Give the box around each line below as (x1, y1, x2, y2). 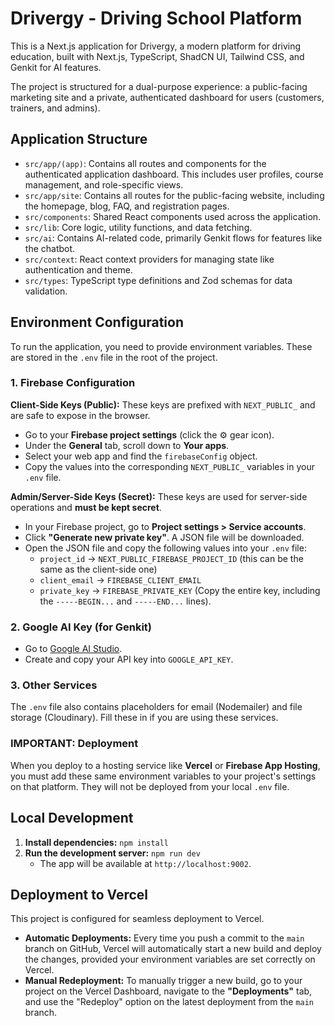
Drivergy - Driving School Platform (10, 7, 303, 30)
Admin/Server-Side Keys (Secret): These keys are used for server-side (10, 490, 308, 502)
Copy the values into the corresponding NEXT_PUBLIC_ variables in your (24, 460, 315, 472)
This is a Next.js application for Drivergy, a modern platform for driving (10, 40, 302, 52)
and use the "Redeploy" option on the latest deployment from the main (24, 996, 314, 1008)
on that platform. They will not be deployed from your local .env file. (10, 780, 290, 792)
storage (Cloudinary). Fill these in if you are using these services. (10, 712, 279, 724)
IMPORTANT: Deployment (10, 737, 139, 751)
